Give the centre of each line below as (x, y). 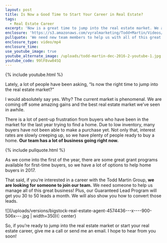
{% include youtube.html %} (34, 75)
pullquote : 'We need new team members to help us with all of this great (83, 38)
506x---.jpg (17, 216)
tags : (11, 19)
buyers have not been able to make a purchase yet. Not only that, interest (80, 130)
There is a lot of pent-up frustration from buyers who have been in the (77, 119)
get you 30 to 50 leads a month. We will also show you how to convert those (83, 196)
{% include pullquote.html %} (35, 150)
